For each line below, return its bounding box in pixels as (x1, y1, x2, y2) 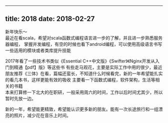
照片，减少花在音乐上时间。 (13, 112, 71, 118)
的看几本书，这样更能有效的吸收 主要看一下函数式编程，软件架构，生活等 (5, 76, 155, 82)
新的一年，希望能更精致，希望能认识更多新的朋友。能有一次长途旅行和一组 (5, 106, 158, 112)
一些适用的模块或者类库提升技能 (5, 47, 71, 53)
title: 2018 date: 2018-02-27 (5, 14, 95, 23)
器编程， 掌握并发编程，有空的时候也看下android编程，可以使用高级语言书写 (5, 41, 162, 47)
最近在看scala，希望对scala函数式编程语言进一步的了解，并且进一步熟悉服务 (5, 34, 163, 40)
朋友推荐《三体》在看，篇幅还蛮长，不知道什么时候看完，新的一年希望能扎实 (5, 70, 163, 76)
